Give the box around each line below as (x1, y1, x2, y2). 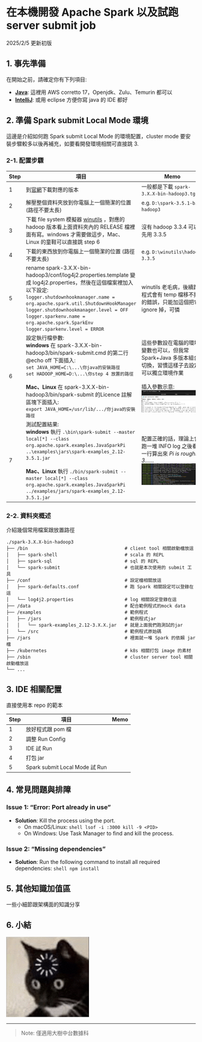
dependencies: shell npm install (14, 865, 100, 872)
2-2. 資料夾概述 (6, 511, 51, 520)
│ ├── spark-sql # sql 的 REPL (6, 558, 159, 564)
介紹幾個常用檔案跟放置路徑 (6, 526, 75, 533)
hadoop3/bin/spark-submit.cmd (26, 349, 106, 356)
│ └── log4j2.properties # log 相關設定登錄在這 (6, 596, 177, 602)
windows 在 (26, 341, 56, 349)
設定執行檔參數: (26, 334, 65, 341)
